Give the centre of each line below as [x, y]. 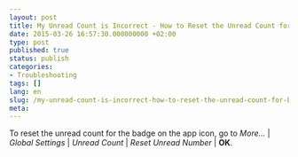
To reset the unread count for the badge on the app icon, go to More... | [140, 133]
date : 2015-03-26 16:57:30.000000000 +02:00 [93, 34]
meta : [19, 108]
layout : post [33, 17]
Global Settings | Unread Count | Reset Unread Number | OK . [121, 143]
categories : [31, 67]
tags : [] [25, 83]
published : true [39, 51]
